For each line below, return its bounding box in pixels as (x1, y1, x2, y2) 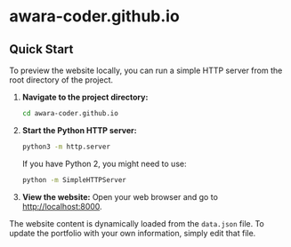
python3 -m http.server (21, 142, 111, 151)
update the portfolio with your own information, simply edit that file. (9, 227, 256, 238)
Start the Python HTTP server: (21, 124, 137, 135)
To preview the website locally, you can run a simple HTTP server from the (9, 65, 283, 76)
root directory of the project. (9, 75, 114, 85)
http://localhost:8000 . (21, 201, 102, 211)
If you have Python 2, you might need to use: (21, 158, 187, 169)
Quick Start (9, 42, 74, 57)
